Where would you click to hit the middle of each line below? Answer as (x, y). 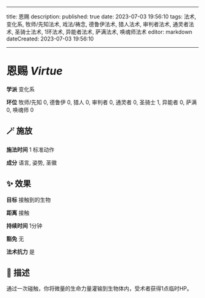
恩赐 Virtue (34, 71)
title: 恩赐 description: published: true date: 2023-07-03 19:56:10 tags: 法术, (101, 17)
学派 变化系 (20, 89)
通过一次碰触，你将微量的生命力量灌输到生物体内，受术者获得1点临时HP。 (99, 289)
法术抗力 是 (20, 251)
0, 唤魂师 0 (20, 110)
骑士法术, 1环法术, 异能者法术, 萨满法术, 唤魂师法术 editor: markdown (106, 32)
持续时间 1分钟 (24, 225)
